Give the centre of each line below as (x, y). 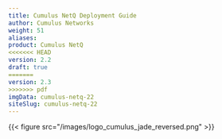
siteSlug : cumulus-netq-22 (53, 104)
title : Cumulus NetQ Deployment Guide (72, 15)
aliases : (23, 38)
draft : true (28, 68)
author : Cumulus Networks (51, 23)
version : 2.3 (30, 82)
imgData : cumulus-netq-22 (51, 97)
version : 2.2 (30, 60)
